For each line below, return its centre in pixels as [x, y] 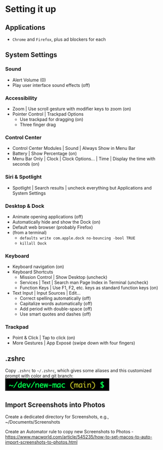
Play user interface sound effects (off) [51, 85]
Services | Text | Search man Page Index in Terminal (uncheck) [84, 283]
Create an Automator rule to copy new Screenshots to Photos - [69, 432]
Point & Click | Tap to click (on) [44, 338]
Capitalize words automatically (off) [56, 304]
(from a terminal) [29, 232]
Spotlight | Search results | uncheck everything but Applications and [82, 188]
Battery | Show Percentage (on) [45, 154]
